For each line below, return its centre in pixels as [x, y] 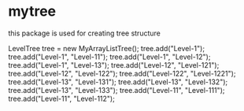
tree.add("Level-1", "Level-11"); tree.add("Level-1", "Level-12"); [109, 57]
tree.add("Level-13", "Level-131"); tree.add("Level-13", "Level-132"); [118, 82]
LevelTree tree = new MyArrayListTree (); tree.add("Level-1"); [107, 48]
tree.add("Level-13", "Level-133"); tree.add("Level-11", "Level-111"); [116, 90]
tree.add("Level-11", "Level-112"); [62, 98]
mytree [32, 11]
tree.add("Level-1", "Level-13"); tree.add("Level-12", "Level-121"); [114, 65]
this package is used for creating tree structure [85, 33]
